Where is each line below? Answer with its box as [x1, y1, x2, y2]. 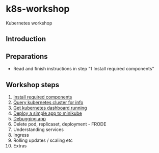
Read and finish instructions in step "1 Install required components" [13, 66, 154, 72]
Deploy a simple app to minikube [13, 110, 82, 116]
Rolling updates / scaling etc [13, 137, 73, 143]
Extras [13, 142, 27, 148]
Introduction [6, 35, 46, 43]
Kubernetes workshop [6, 20, 52, 26]
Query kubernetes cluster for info [13, 99, 84, 105]
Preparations [6, 52, 48, 61]
